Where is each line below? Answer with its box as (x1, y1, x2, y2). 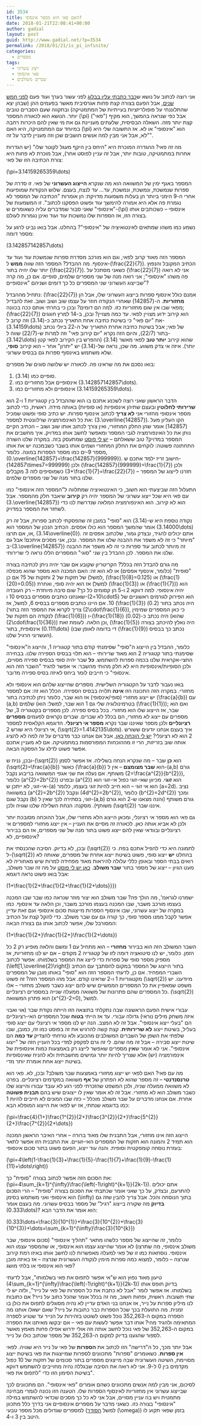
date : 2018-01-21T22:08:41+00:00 (6, 20, 90, 26)
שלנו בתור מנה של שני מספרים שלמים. (6, 474, 94, 481)
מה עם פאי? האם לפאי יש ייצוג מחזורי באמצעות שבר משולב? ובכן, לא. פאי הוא (6, 1069, 183, 1077)
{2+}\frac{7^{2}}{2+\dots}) (6, 1120, 73, 1127)
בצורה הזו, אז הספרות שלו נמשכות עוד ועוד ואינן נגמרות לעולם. (6, 212, 148, 219)
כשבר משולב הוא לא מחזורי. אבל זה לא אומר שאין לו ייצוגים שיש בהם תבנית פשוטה (6, 1089, 196, 1096)
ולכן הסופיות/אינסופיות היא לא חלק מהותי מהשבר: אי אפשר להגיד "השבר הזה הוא (6, 662, 191, 670)
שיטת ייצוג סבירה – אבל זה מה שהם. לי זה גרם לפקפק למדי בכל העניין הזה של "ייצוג (6, 1038, 195, 1046)
